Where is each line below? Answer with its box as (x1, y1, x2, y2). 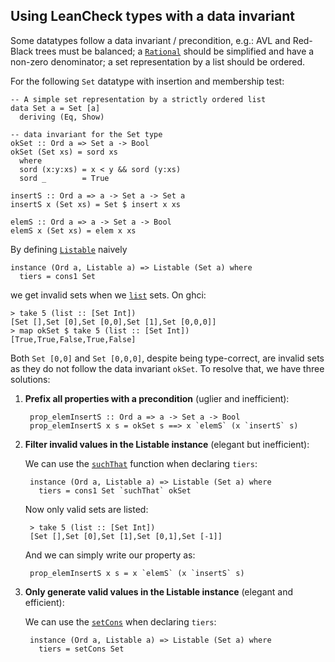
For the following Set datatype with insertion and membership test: (10, 75, 285, 87)
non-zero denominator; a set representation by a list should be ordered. (10, 55, 306, 68)
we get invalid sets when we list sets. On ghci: (10, 289, 207, 301)
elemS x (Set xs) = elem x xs (10, 225, 137, 236)
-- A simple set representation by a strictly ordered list (10, 94, 267, 104)
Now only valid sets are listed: (24, 503, 149, 515)
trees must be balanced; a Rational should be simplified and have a (35, 45, 315, 57)
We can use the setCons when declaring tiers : (24, 615, 217, 628)
